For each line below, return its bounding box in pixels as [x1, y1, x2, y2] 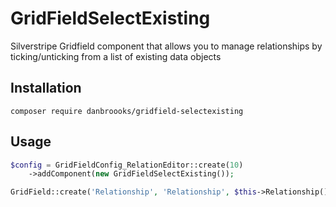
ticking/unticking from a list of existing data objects [10, 50, 222, 62]
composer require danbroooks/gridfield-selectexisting [10, 106, 244, 116]
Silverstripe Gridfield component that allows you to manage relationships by [10, 40, 323, 52]
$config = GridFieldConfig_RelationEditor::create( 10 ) [10, 160, 244, 170]
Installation [10, 80, 82, 97]
